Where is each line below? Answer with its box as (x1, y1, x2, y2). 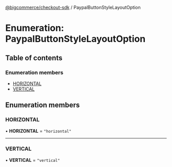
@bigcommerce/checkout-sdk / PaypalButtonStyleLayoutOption (5, 5, 141, 10)
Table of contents (5, 53, 62, 62)
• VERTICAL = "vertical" (5, 157, 60, 163)
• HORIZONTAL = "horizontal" (5, 128, 72, 134)
